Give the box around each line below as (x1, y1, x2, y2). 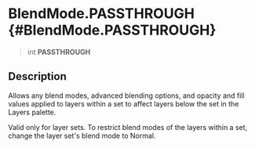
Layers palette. (8, 107, 56, 117)
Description (8, 70, 67, 83)
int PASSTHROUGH (27, 47, 91, 56)
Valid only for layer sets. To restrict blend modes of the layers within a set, (8, 122, 248, 132)
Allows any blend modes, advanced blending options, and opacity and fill (8, 91, 245, 100)
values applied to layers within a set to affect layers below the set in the (8, 99, 239, 108)
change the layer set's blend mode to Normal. (8, 131, 156, 140)
